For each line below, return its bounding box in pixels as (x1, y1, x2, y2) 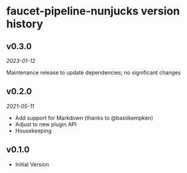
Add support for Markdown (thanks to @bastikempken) (15, 114, 154, 122)
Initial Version (15, 160, 50, 168)
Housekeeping (15, 127, 52, 134)
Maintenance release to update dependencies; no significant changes (6, 69, 181, 76)
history (6, 17, 44, 31)
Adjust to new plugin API (15, 120, 77, 128)
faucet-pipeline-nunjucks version (6, 4, 180, 18)
